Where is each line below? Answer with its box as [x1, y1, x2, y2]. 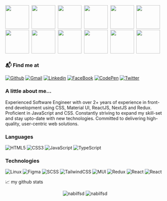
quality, [5, 121, 21, 127]
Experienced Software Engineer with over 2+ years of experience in [5, 99, 147, 105]
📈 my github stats [5, 179, 44, 185]
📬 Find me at [5, 62, 39, 69]
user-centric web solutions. [21, 121, 79, 127]
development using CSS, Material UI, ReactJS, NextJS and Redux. [14, 105, 152, 111]
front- [147, 99, 160, 105]
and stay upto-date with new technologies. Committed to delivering [5, 115, 146, 121]
